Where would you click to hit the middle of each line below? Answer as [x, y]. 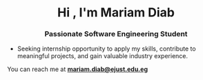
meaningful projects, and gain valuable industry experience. [103, 56]
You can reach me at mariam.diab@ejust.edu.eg [78, 69]
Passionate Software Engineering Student [116, 34]
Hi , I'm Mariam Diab [116, 13]
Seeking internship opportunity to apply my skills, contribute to [106, 49]
